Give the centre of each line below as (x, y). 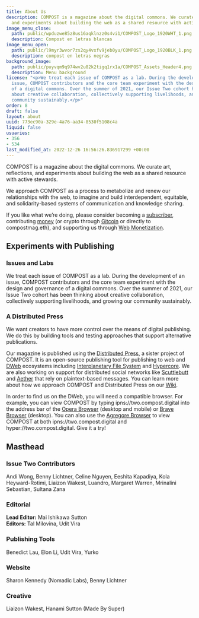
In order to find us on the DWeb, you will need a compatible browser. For (94, 397)
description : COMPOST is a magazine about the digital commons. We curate (100, 17)
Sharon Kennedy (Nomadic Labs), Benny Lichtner (67, 581)
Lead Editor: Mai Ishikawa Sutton (47, 518)
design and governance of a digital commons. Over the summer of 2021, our (99, 289)
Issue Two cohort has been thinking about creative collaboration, (85, 295)
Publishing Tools (31, 539)
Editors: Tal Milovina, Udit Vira (44, 524)
